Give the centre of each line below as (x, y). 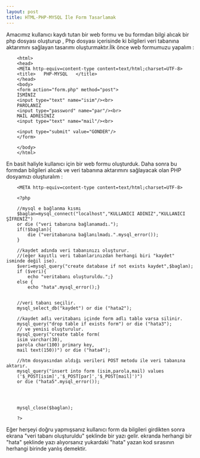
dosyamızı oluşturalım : (35, 176)
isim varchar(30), (40, 339)
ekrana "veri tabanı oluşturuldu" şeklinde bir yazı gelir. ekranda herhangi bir (99, 436)
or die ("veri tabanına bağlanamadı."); (68, 224)
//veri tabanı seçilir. (47, 303)
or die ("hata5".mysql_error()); (59, 381)
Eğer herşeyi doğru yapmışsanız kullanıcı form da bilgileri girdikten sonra (96, 429)
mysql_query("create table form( (59, 334)
